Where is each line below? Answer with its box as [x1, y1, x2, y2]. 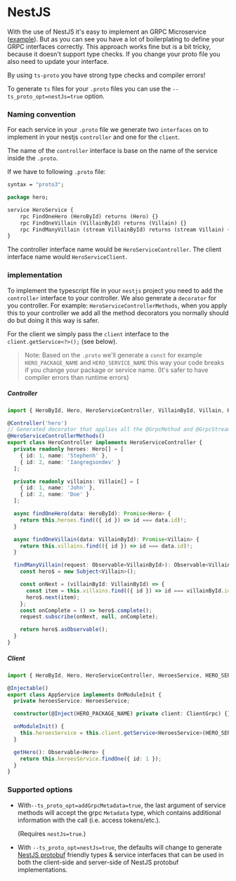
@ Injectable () [7, 684, 49, 691]
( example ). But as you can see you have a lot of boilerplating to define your [7, 34, 225, 43]
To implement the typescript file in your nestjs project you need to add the [7, 286, 223, 295]
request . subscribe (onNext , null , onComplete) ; [20, 614, 159, 621]
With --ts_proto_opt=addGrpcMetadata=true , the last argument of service [17, 801, 226, 809]
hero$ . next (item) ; [25, 594, 80, 601]
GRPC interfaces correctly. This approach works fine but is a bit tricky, [7, 42, 211, 51]
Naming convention [7, 110, 76, 119]
